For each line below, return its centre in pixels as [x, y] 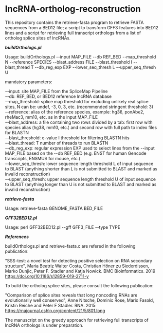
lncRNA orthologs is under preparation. [44, 325]
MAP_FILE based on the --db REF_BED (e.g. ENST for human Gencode [76, 153]
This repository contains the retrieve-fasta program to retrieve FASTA [74, 22]
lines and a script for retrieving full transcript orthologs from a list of [73, 33]
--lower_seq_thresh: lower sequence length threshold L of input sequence [79, 164]
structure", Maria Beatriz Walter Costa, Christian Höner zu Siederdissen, [77, 266]
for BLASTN [17, 132]
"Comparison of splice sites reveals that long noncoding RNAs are [71, 295]
